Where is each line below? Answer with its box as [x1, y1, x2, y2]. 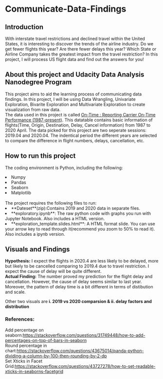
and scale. [5, 289, 26, 295]
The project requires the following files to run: [5, 200, 97, 206]
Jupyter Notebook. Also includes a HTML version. [5, 215, 105, 221]
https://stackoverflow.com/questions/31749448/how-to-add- [22, 332, 145, 338]
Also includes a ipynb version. [5, 231, 65, 237]
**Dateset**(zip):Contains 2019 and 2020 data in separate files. [11, 205, 140, 211]
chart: [5, 347, 17, 354]
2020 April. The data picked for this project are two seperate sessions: [5, 127, 147, 133]
